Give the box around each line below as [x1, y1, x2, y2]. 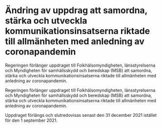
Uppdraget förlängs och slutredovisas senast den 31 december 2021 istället [5, 112, 157, 118]
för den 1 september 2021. [5, 117, 58, 123]
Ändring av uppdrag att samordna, [5, 5, 148, 16]
